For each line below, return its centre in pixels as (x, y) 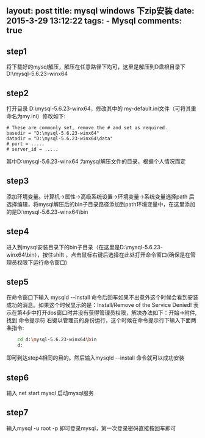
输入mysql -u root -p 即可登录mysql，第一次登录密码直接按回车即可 (91, 428)
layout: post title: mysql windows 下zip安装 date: (100, 11)
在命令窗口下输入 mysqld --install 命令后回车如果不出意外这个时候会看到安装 (102, 297)
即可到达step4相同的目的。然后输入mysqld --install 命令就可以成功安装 (95, 358)
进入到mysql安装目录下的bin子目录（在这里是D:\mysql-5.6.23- (85, 247)
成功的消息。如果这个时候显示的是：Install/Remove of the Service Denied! (99, 305)
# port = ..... (26, 144)
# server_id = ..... (33, 149)
